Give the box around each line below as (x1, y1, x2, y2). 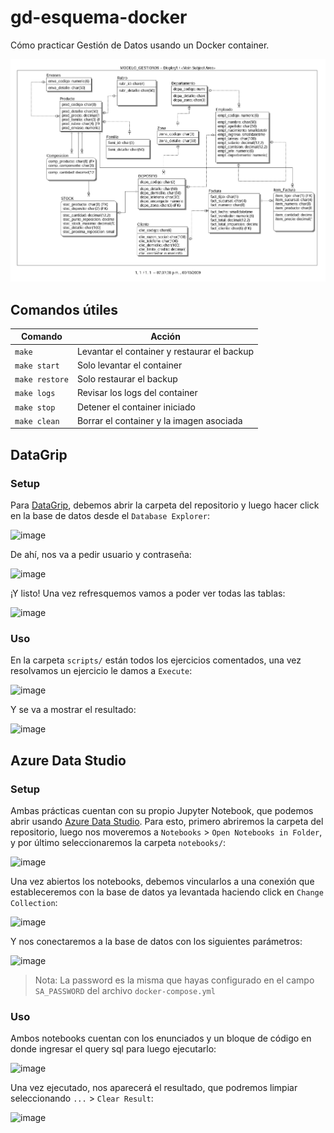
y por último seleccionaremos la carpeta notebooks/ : (10, 837, 227, 849)
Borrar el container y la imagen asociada (76, 414, 243, 426)
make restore (14, 375, 69, 385)
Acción (150, 331, 181, 343)
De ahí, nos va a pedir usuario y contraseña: (10, 549, 192, 561)
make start (14, 361, 60, 371)
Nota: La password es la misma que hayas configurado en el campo (34, 974, 315, 986)
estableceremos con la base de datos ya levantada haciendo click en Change (10, 886, 324, 898)
